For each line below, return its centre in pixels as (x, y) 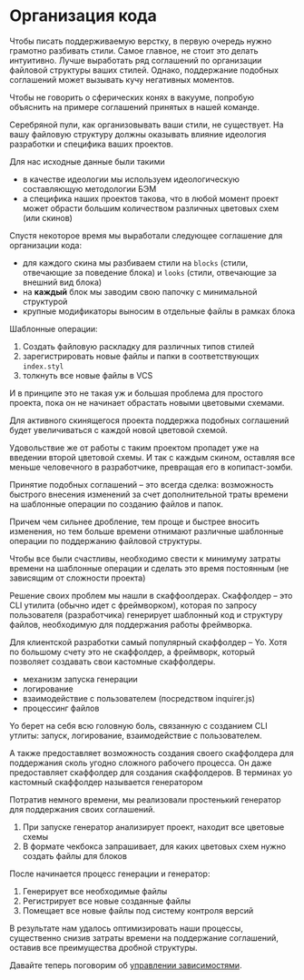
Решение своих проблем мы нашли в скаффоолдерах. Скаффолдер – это (151, 595)
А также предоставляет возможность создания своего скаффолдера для (152, 753)
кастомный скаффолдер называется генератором (106, 782)
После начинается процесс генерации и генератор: (110, 874)
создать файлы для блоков (74, 855)
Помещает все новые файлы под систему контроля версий (138, 910)
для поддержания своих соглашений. (83, 809)
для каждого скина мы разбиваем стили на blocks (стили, (135, 263)
